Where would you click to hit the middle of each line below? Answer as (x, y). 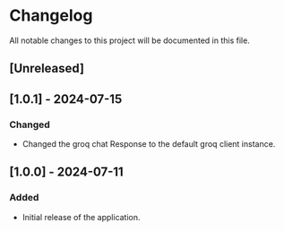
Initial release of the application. (81, 217)
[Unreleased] (47, 68)
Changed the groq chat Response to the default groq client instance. (149, 144)
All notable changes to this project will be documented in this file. (130, 40)
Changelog (51, 16)
